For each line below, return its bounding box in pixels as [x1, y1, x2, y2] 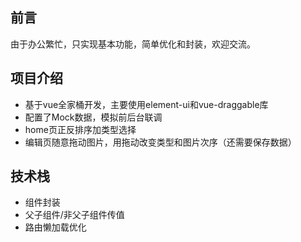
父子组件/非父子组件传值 [24, 209, 125, 221]
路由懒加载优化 [24, 221, 87, 233]
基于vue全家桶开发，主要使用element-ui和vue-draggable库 [24, 98, 269, 110]
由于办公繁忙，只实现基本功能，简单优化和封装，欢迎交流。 [10, 38, 256, 50]
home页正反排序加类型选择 [24, 123, 137, 135]
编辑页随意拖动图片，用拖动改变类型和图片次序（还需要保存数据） [24, 136, 297, 148]
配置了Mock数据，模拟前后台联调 [24, 111, 163, 123]
